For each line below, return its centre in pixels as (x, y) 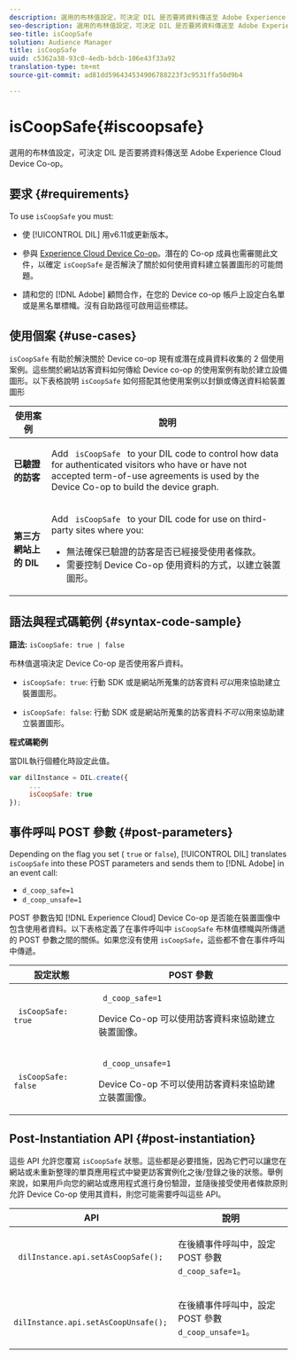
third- (255, 519)
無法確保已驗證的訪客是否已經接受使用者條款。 (164, 552)
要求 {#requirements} (69, 195)
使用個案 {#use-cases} (73, 336)
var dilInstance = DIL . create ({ (69, 778)
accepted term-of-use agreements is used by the (156, 476)
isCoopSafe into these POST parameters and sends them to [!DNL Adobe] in (147, 863)
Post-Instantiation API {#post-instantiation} (133, 1139)
